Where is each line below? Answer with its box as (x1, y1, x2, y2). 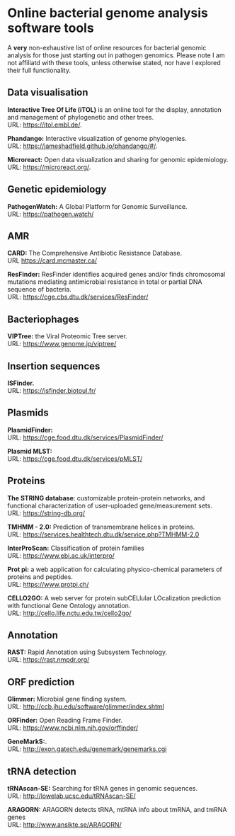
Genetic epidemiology (7, 183, 107, 195)
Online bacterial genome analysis (7, 5, 209, 21)
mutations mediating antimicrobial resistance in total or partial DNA (7, 277, 203, 286)
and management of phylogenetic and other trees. (7, 113, 154, 121)
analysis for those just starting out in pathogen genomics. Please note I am (7, 51, 225, 59)
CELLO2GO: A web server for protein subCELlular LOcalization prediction (7, 593, 222, 602)
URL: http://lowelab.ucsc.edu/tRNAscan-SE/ (7, 791, 136, 801)
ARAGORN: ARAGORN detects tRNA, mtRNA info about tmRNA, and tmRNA (7, 806, 227, 814)
